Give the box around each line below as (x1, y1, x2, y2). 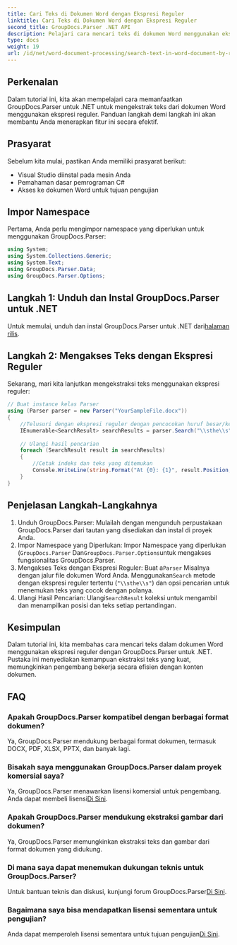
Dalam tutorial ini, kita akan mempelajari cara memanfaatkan (7, 95, 183, 103)
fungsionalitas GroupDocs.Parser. (17, 556, 116, 564)
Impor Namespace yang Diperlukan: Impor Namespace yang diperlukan (17, 541, 226, 549)
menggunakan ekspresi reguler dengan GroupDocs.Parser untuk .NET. (7, 648, 213, 656)
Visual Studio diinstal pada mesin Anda (17, 171, 131, 179)
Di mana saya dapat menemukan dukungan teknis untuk (7, 862, 204, 872)
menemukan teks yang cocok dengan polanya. (17, 585, 154, 595)
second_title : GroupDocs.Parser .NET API (7, 23, 131, 30)
